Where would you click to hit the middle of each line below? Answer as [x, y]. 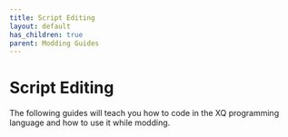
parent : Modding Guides [55, 43]
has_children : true [46, 34]
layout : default [40, 26]
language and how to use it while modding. [90, 122]
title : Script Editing [52, 18]
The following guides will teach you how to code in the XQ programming [144, 113]
